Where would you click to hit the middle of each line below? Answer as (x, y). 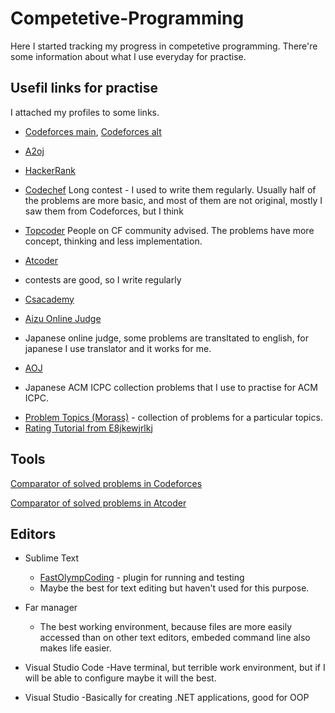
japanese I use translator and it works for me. (118, 348)
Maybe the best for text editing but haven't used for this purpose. (174, 588)
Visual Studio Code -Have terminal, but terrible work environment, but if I (175, 668)
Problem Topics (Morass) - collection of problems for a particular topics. (173, 417)
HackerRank (50, 170)
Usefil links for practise (84, 88)
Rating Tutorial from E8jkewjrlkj (88, 428)
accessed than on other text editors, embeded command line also (175, 638)
